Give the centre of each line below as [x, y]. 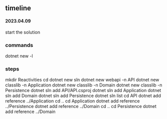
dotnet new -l [19, 56]
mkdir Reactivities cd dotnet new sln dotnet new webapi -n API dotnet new [82, 80]
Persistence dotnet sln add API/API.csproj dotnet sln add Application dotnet [83, 90]
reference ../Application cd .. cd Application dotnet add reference [73, 101]
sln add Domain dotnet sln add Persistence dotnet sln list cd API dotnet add [83, 96]
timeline [18, 8]
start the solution [23, 32]
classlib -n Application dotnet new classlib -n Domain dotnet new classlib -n [84, 85]
